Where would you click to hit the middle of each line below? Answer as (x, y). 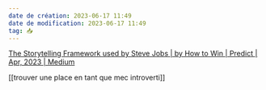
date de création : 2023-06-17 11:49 (70, 16)
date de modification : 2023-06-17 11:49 (78, 23)
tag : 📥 (21, 31)
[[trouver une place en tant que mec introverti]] (87, 78)
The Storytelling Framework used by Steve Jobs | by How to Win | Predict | (133, 54)
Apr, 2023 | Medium (42, 62)
